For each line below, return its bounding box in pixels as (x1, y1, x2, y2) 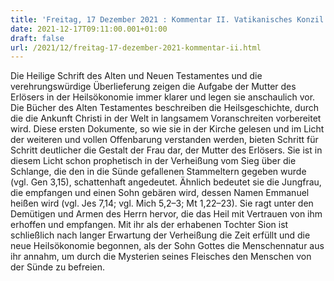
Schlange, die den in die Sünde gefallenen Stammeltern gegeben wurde (10, 166, 307, 178)
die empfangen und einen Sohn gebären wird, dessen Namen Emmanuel (10, 187, 310, 199)
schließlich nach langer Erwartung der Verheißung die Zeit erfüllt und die (10, 229, 311, 241)
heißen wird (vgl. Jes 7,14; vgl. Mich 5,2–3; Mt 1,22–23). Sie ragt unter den (10, 197, 314, 210)
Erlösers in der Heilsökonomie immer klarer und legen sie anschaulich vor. (10, 91, 316, 103)
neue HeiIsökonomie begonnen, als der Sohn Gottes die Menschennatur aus (10, 240, 325, 252)
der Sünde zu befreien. (10, 261, 106, 273)
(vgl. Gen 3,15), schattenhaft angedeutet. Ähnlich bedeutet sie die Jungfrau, (10, 176, 322, 188)
